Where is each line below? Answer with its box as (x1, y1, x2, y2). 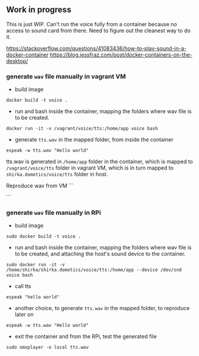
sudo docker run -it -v (6, 262, 65, 268)
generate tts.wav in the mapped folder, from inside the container (14, 136, 174, 143)
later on (14, 311, 34, 318)
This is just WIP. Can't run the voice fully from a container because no (6, 20, 177, 27)
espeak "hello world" (6, 294, 60, 300)
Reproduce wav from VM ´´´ (6, 182, 74, 189)
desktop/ (6, 57, 29, 64)
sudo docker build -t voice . (6, 233, 81, 240)
